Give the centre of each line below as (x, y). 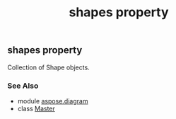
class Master (36, 108)
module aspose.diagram (53, 101)
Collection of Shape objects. (48, 67)
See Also (23, 86)
